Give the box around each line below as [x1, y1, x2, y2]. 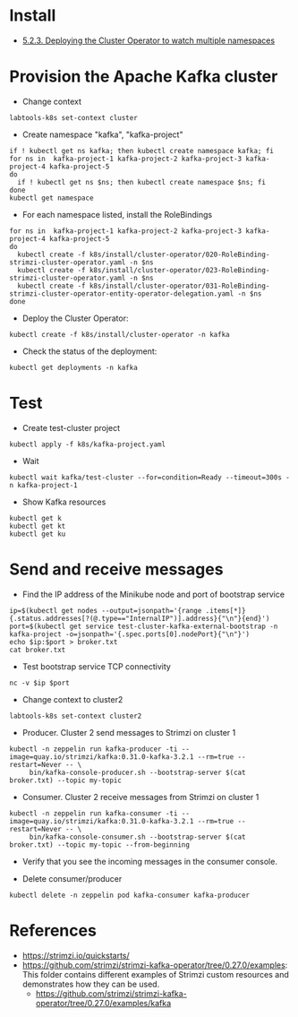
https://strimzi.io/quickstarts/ [21, 950, 130, 961]
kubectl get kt [9, 521, 66, 530]
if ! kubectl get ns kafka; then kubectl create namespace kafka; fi [9, 146, 275, 155]
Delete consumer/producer [21, 873, 123, 883]
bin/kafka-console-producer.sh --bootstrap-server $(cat [29, 768, 246, 777]
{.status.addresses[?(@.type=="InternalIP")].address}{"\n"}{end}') [9, 614, 270, 623]
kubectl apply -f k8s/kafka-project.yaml [9, 440, 166, 449]
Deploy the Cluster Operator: [21, 313, 129, 323]
